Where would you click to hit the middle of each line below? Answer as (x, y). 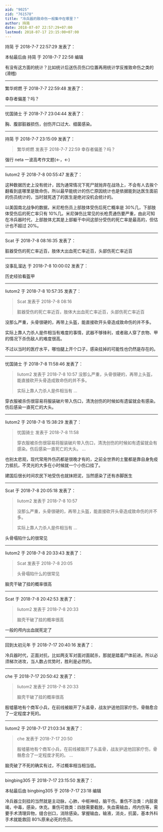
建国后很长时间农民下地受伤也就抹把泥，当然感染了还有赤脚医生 (69, 476)
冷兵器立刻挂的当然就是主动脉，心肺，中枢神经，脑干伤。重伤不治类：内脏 (79, 801)
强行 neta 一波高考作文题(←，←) (38, 160)
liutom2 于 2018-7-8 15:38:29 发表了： (43, 422)
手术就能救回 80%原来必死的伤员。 (40, 819)
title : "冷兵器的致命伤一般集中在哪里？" (42, 19)
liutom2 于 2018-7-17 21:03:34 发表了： (44, 728)
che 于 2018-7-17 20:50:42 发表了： (41, 676)
